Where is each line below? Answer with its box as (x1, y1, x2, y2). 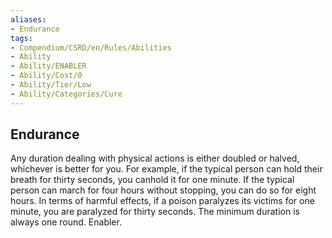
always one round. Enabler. (10, 216, 122, 228)
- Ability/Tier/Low (10, 80, 92, 90)
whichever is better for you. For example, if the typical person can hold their (10, 163, 323, 175)
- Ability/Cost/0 (10, 71, 83, 81)
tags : (10, 33, 33, 43)
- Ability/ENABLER (10, 61, 87, 71)
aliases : (10, 14, 47, 25)
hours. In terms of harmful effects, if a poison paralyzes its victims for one (10, 195, 315, 207)
